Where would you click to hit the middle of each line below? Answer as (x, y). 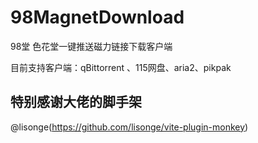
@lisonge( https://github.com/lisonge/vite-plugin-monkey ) (129, 127)
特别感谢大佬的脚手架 (76, 102)
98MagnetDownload (97, 17)
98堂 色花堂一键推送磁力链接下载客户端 (91, 46)
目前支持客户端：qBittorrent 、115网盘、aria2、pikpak (121, 67)
